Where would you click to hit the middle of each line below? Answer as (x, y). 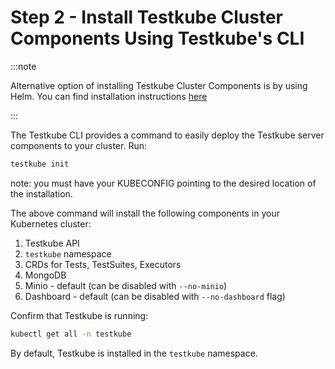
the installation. (41, 193)
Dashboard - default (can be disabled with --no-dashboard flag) (155, 296)
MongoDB (45, 275)
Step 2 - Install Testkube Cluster (146, 17)
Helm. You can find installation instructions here (109, 96)
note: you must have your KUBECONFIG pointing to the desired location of (163, 183)
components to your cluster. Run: (78, 145)
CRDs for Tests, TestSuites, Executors (103, 264)
